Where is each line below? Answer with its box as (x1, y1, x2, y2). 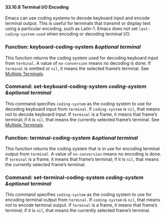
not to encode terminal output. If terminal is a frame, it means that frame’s (5, 202, 158, 208)
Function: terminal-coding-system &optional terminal (5, 134, 138, 141)
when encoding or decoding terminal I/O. (46, 31, 131, 37)
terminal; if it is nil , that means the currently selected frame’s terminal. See (5, 116, 160, 122)
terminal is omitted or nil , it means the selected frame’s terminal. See (5, 65, 149, 71)
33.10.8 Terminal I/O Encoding (5, 4, 69, 10)
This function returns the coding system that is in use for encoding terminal (5, 146, 160, 152)
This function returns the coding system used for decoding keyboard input (5, 55, 159, 61)
